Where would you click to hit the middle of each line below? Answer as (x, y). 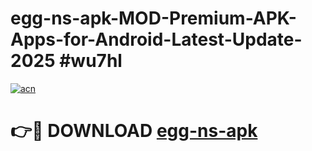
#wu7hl (91, 61)
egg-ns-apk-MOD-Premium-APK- (153, 18)
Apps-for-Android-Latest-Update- (156, 39)
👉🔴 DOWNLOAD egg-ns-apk (134, 131)
